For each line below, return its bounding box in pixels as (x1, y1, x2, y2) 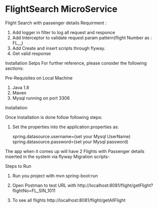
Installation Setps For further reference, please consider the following (5, 60, 147, 66)
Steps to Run (5, 163, 31, 169)
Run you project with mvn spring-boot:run (12, 172, 98, 179)
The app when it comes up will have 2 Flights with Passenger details (5, 148, 145, 154)
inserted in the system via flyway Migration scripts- (5, 154, 110, 159)
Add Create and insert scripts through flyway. (12, 45, 105, 51)
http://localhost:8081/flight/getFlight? (77, 182, 154, 188)
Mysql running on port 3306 (12, 95, 70, 101)
